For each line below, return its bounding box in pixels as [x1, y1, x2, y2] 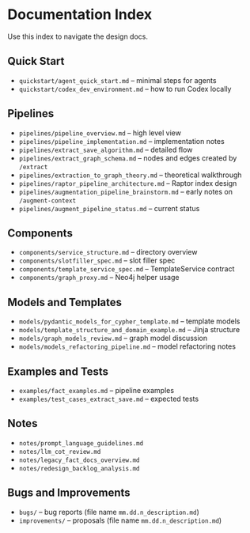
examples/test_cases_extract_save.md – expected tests [18, 394, 199, 403]
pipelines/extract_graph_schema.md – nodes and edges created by [18, 153, 237, 163]
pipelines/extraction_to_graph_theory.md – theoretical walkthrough [18, 170, 242, 180]
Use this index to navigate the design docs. [7, 32, 148, 41]
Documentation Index [7, 6, 152, 24]
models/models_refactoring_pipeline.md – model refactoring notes [18, 342, 237, 351]
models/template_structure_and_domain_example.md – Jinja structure [18, 325, 241, 335]
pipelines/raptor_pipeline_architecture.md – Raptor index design [18, 178, 237, 187]
